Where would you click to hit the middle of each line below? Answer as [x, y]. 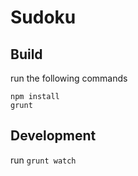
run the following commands [69, 78]
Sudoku [43, 17]
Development [53, 136]
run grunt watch [43, 160]
